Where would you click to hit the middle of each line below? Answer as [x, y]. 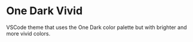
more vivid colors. [28, 33]
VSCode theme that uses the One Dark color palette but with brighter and [96, 27]
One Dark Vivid [45, 11]
